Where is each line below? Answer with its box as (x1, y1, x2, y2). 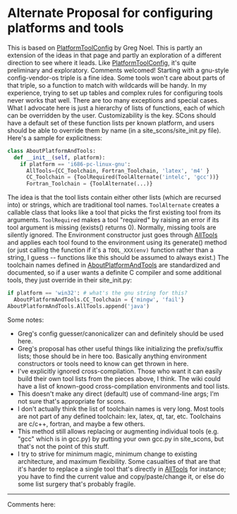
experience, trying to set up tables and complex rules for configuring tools (7, 88, 224, 97)
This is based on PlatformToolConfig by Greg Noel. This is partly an (7, 43, 203, 52)
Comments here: (7, 500, 56, 508)
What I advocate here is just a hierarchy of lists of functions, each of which (7, 103, 225, 112)
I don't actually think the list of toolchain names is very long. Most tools (17, 404, 224, 413)
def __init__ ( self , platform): (13, 154, 106, 161)
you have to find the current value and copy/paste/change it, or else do (17, 472, 224, 481)
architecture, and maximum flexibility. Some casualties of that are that (17, 457, 221, 465)
